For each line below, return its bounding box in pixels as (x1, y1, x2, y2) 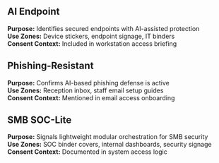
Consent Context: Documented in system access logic (7, 147, 167, 156)
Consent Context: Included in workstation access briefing (7, 39, 177, 48)
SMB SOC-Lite (7, 114, 72, 126)
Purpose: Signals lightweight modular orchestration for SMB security (7, 133, 208, 141)
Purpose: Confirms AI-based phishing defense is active (7, 78, 170, 87)
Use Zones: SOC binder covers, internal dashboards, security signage (7, 140, 212, 149)
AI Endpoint (7, 6, 60, 18)
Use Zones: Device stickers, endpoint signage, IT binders (7, 32, 175, 40)
